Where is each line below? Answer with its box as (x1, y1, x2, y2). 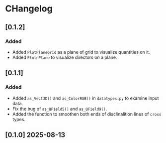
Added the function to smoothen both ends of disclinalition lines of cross (12, 111, 162, 117)
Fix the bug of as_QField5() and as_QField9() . (12, 106, 107, 112)
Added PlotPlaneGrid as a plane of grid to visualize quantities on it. (12, 49, 150, 55)
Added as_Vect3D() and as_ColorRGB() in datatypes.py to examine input (12, 95, 159, 101)
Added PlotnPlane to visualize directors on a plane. (12, 54, 118, 60)
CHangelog (5, 3, 53, 14)
